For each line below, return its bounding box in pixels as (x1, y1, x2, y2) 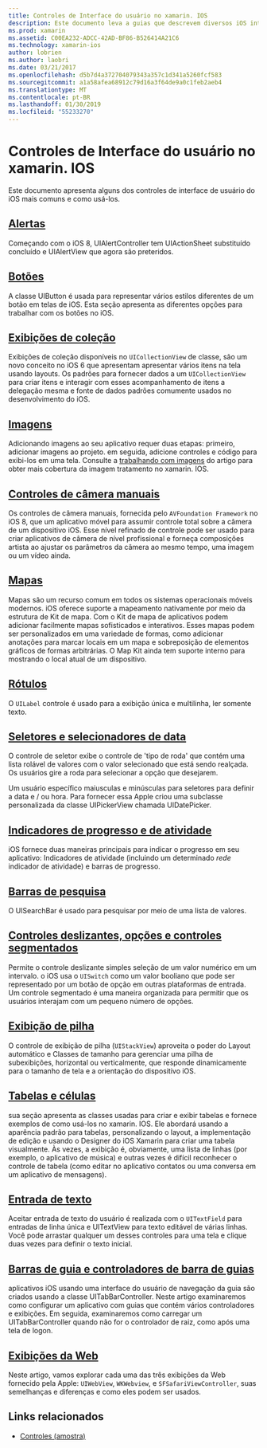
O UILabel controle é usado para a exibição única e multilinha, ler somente (8, 698, 252, 708)
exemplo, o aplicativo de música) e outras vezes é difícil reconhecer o (8, 1152, 238, 1162)
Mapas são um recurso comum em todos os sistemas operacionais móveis (8, 595, 253, 604)
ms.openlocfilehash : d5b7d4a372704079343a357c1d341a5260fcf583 (8, 71, 222, 79)
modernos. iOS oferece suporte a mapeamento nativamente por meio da (8, 603, 246, 613)
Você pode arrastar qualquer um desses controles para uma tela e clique (8, 1230, 247, 1240)
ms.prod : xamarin (8, 26, 66, 34)
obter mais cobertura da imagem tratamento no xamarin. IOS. (8, 464, 209, 474)
